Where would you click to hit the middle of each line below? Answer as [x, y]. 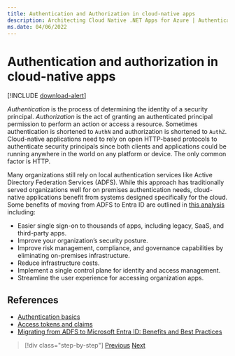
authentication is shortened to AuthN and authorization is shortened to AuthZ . [117, 132]
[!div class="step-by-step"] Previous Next [85, 345]
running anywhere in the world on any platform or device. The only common [117, 154]
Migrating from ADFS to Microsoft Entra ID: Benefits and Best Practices [120, 332]
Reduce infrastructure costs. [58, 263]
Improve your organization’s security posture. [83, 241]
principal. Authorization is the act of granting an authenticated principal [110, 117]
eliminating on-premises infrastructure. [74, 256]
